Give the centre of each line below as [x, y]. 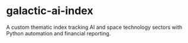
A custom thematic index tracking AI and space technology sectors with [94, 27]
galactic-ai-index [50, 11]
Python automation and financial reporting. [59, 33]
